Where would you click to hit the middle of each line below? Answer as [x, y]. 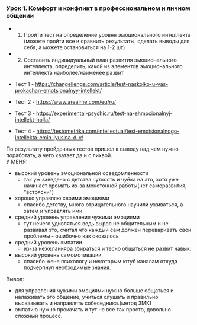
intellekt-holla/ [32, 120]
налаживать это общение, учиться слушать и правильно [86, 297]
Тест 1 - [24, 84]
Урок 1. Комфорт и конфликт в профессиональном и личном [98, 8]
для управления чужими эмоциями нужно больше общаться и [94, 291]
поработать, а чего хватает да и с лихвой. [59, 155]
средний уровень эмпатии [48, 243]
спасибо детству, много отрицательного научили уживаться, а [103, 205]
